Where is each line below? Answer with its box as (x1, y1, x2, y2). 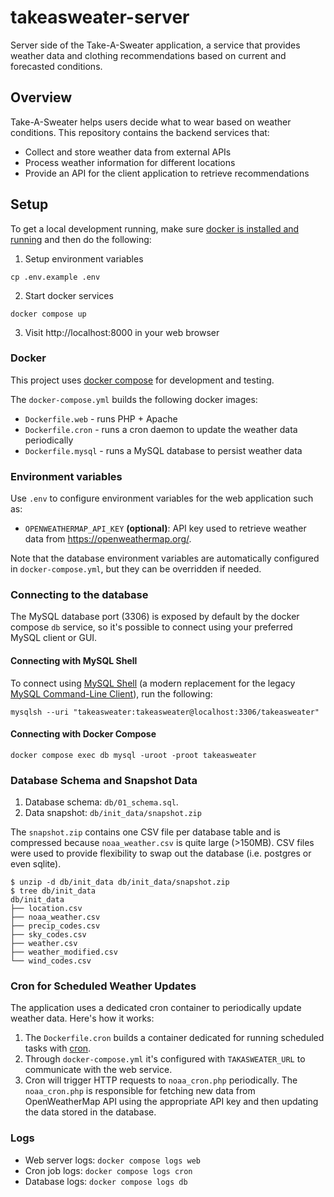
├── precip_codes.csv (10, 921, 101, 931)
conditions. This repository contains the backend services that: (10, 126, 270, 138)
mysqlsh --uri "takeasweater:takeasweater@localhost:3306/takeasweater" (10, 707, 320, 717)
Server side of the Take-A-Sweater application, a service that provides (10, 39, 301, 51)
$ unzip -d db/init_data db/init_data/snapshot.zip (10, 877, 230, 888)
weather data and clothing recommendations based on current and (10, 49, 287, 61)
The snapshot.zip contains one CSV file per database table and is (10, 826, 282, 838)
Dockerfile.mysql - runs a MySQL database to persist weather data (24, 444, 303, 456)
